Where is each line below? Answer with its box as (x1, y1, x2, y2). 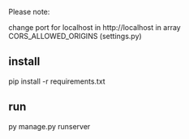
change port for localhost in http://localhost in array (8, 23, 181, 32)
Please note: (8, 7, 50, 16)
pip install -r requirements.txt (8, 76, 105, 86)
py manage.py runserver (8, 121, 91, 131)
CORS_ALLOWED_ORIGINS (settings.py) (8, 32, 142, 41)
